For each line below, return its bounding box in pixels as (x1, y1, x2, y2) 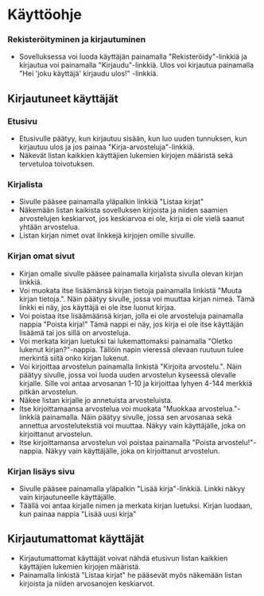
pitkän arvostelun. (18, 387, 79, 397)
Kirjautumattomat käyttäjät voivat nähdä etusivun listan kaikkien (18, 553, 228, 563)
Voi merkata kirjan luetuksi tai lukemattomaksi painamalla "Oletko (18, 336, 233, 346)
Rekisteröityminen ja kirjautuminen (7, 34, 146, 45)
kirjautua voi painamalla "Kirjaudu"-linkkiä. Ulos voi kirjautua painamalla (18, 60, 254, 70)
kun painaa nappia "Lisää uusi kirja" (18, 509, 137, 519)
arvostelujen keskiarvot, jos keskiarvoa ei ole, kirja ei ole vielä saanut (18, 214, 245, 223)
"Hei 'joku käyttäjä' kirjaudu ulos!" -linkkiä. (18, 69, 158, 79)
